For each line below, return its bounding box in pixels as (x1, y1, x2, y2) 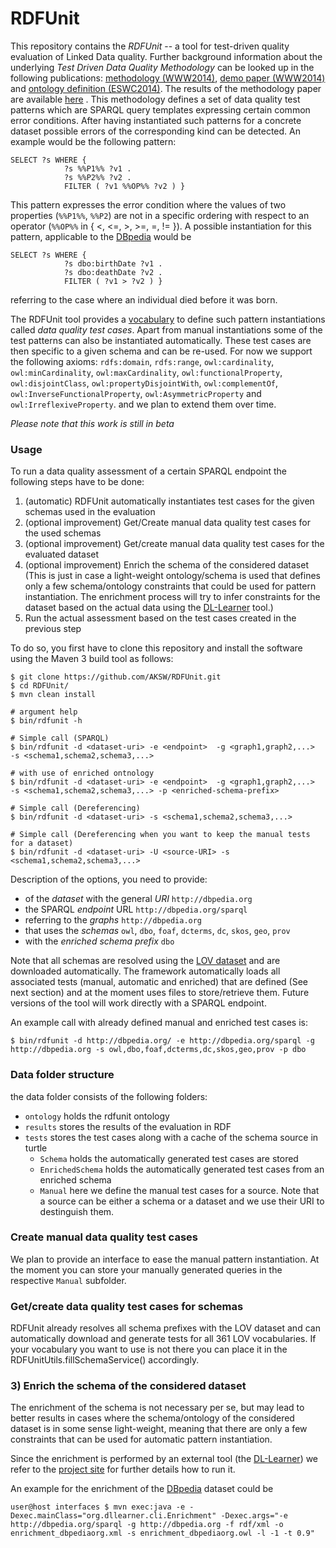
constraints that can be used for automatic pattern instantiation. (10, 1433, 273, 1446)
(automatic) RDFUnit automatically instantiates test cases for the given (24, 495, 315, 507)
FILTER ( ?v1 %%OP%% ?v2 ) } (63, 181, 186, 191)
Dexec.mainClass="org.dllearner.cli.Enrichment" (10, 1511, 217, 1521)
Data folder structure (10, 1068, 115, 1082)
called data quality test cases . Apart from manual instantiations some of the (10, 323, 323, 336)
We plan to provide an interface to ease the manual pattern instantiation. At (10, 1253, 320, 1265)
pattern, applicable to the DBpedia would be (10, 230, 192, 242)
